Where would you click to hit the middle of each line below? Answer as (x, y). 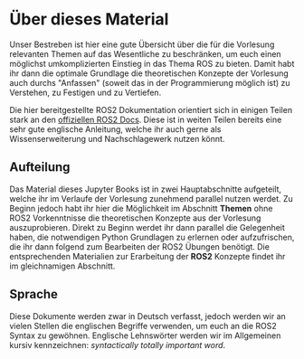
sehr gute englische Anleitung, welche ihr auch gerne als (115, 129)
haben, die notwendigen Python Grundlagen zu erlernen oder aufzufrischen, (152, 237)
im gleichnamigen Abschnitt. (62, 266)
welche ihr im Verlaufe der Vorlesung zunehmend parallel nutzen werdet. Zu (152, 198)
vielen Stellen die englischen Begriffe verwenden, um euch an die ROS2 (143, 326)
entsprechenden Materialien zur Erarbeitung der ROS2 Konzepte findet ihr (147, 256)
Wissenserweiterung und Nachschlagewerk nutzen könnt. (117, 138)
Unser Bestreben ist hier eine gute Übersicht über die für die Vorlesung (142, 44)
